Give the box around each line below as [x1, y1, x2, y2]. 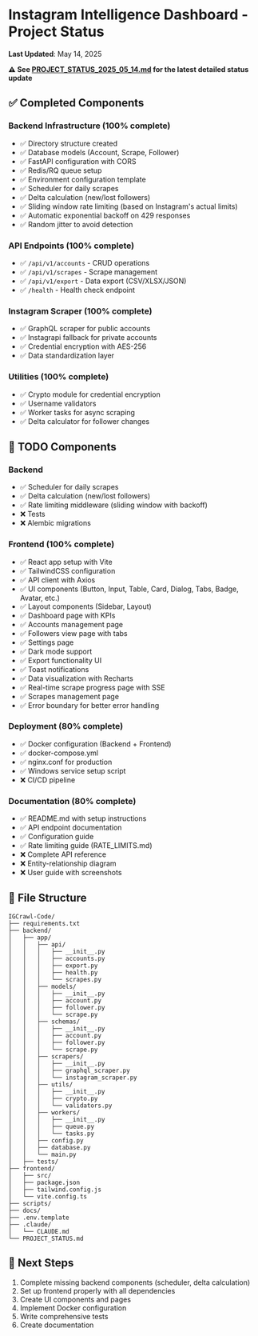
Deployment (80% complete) [8, 721, 124, 732]
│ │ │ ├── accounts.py [8, 954, 105, 962]
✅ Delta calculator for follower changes [19, 416, 150, 426]
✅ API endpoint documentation [19, 822, 122, 833]
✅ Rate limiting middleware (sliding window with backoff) [19, 500, 208, 510]
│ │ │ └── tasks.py [8, 1130, 94, 1138]
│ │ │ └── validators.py [8, 1102, 113, 1110]
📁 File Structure [8, 891, 87, 905]
